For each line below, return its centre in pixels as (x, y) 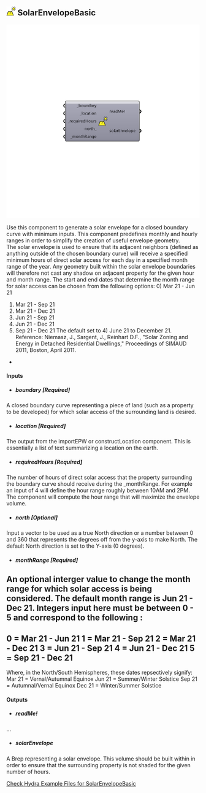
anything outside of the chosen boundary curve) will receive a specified (97, 253)
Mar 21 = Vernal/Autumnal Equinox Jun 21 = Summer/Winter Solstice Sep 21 (102, 679)
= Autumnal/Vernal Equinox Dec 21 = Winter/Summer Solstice (84, 686)
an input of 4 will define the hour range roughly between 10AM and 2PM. (98, 491)
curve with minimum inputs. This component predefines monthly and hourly (102, 234)
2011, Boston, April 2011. (46, 350)
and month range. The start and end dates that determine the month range (101, 279)
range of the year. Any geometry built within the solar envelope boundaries (101, 266)
